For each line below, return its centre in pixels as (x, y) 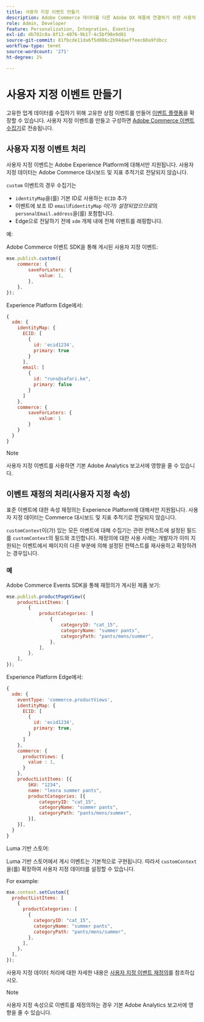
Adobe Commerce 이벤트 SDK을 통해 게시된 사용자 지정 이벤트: (82, 247)
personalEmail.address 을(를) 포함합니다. (65, 213)
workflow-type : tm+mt (34, 46)
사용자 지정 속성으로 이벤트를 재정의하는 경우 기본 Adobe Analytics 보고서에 (97, 1005)
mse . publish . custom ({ (34, 259)
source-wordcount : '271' (38, 52)
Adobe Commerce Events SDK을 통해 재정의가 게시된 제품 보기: (83, 585)
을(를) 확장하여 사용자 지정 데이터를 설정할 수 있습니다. (71, 868)
